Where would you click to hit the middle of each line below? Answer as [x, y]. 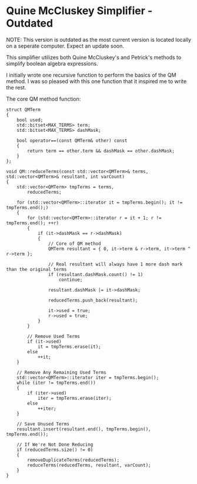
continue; [71, 280]
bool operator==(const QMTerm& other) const [72, 140]
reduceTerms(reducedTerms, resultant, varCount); [89, 465]
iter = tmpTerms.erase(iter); [74, 398]
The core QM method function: [44, 99]
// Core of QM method [74, 243]
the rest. [16, 87]
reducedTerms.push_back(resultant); [93, 300]
